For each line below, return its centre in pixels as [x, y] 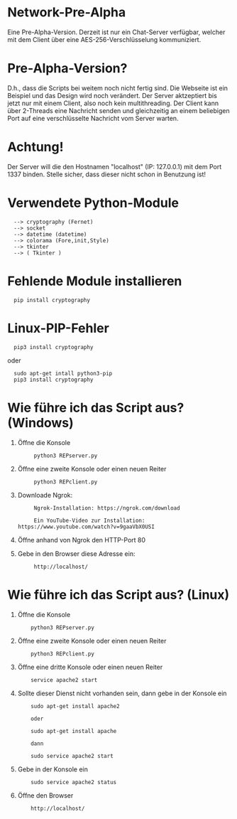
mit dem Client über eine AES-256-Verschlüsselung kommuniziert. [104, 39]
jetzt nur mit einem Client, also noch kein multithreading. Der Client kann [113, 103]
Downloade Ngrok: [45, 495]
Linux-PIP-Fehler [59, 328]
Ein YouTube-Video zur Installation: [89, 520]
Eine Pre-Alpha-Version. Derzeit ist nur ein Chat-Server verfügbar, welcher [116, 32]
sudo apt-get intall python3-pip [63, 373]
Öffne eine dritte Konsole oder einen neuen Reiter [90, 667]
